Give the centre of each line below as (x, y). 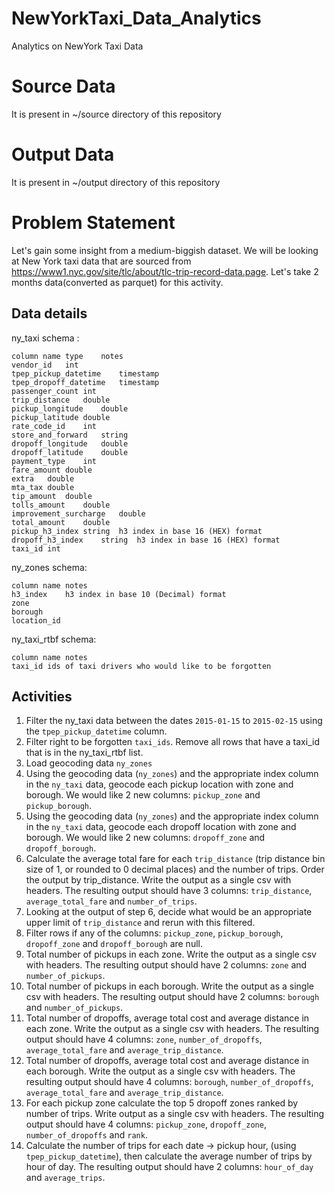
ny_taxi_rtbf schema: (54, 639)
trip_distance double (61, 400)
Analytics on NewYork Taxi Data (77, 46)
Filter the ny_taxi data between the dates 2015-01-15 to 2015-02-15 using (174, 721)
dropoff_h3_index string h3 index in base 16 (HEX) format (146, 540)
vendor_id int (45, 365)
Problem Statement (93, 223)
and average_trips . (65, 1178)
